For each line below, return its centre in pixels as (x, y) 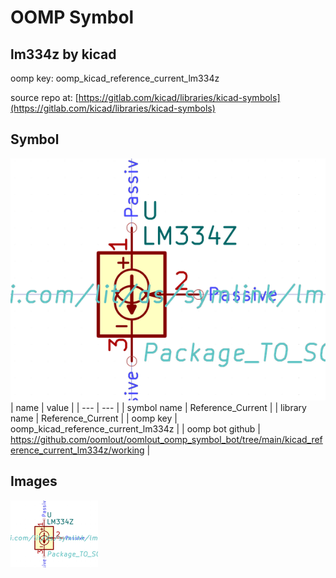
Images (34, 481)
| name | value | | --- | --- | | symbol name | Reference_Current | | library (158, 408)
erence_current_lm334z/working (77, 450)
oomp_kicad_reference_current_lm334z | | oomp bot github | (135, 429)
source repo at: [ (44, 97)
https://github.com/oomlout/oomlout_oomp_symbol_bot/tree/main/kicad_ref (166, 440)
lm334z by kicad (63, 54)
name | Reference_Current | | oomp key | (94, 418)
